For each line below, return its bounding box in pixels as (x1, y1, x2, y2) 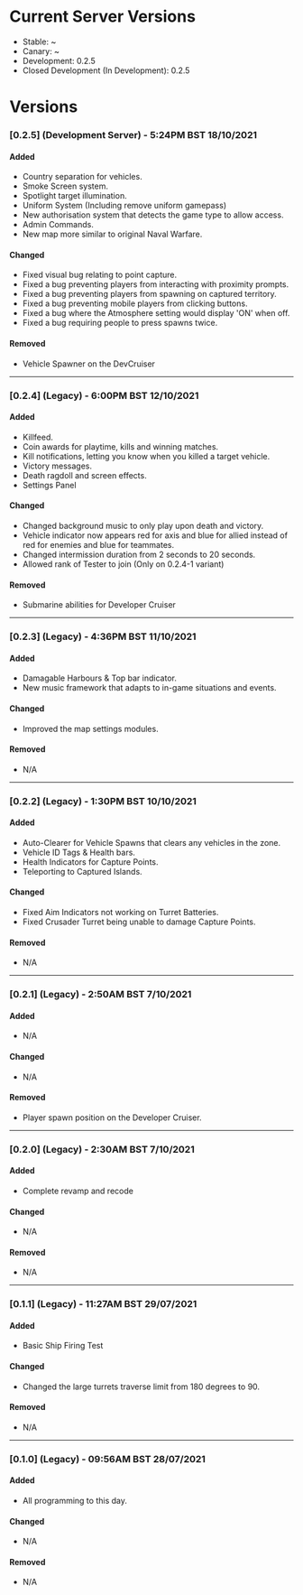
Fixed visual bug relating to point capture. (22, 269, 178, 281)
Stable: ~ (22, 36, 57, 47)
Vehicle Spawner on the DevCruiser (22, 358, 156, 369)
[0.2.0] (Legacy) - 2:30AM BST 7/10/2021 (9, 1143, 196, 1155)
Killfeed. (22, 431, 54, 442)
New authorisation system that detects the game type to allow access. (22, 209, 284, 220)
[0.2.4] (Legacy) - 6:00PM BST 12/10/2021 (9, 389, 199, 402)
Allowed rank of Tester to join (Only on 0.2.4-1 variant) (22, 558, 225, 570)
